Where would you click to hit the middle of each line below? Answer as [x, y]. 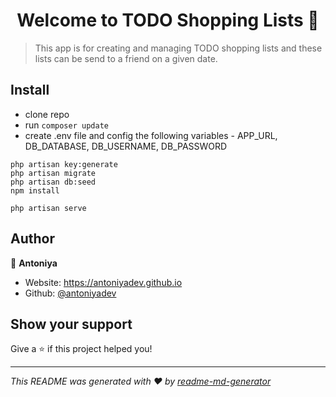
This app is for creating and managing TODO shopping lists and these [178, 48]
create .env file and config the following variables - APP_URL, [151, 135]
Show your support [71, 324]
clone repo [47, 114]
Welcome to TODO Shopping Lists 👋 [168, 20]
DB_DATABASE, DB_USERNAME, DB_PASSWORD [126, 146]
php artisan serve [48, 208]
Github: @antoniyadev [70, 293]
